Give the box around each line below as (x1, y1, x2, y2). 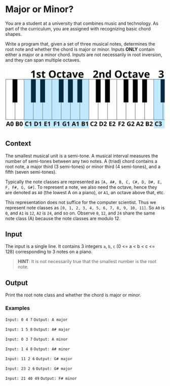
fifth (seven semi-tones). (5, 168, 57, 175)
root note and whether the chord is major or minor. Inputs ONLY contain (5, 46, 155, 52)
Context (5, 139, 31, 148)
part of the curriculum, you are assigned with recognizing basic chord (5, 25, 151, 31)
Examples (5, 305, 30, 312)
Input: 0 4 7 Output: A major (5, 317, 68, 322)
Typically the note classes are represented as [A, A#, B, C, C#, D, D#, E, (5, 179, 162, 185)
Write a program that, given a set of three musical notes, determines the (5, 40, 155, 47)
